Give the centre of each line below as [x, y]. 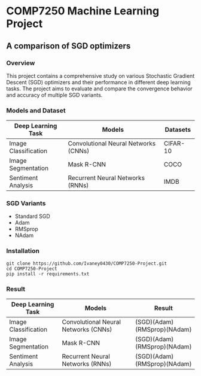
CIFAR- [174, 144]
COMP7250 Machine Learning [83, 11]
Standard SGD [33, 216]
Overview [21, 63]
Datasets [178, 130]
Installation [23, 251]
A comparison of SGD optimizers [68, 46]
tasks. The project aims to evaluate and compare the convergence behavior [99, 89]
